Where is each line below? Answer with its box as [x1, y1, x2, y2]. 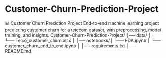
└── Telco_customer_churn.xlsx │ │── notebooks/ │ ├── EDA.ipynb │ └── [5, 37, 161, 43]
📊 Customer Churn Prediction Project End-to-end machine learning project [5, 20, 159, 26]
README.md [5, 48, 31, 54]
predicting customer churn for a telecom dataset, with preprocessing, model [5, 27, 161, 33]
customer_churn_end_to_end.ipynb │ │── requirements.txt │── [5, 43, 135, 49]
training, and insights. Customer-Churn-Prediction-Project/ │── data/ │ [5, 32, 151, 38]
